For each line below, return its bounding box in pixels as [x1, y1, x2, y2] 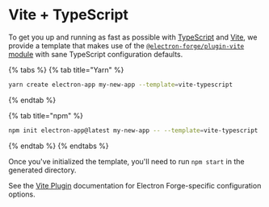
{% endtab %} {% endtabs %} [8, 141, 109, 151]
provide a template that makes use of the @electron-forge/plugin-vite [8, 40, 245, 50]
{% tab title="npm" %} [8, 110, 83, 120]
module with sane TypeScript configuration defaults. [8, 49, 183, 59]
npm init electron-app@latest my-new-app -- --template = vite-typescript [8, 126, 258, 135]
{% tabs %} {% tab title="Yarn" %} [8, 64, 124, 74]
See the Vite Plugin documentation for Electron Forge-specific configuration [8, 180, 262, 190]
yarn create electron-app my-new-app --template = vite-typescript [8, 81, 233, 89]
